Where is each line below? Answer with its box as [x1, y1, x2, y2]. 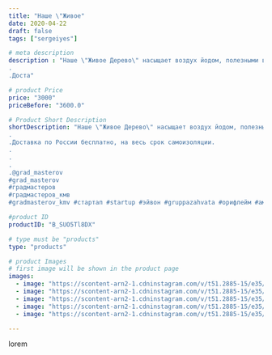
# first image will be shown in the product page [8, 264, 180, 273]
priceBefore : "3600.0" [8, 101, 85, 109]
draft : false [8, 27, 53, 35]
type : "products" [8, 243, 67, 251]
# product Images [8, 257, 67, 265]
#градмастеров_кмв [8, 191, 70, 199]
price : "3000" [8, 94, 57, 102]
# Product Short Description [8, 116, 107, 124]
